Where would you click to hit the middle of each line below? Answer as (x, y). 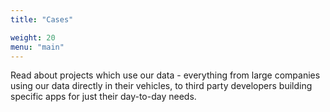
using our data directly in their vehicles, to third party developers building (161, 86)
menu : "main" (37, 47)
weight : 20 (33, 37)
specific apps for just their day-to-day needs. (103, 97)
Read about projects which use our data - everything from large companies (165, 75)
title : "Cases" (42, 19)
